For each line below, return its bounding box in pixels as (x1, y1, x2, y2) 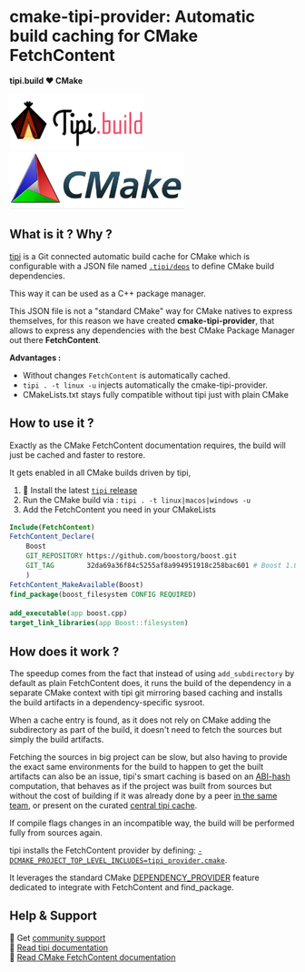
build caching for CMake (9, 25, 198, 46)
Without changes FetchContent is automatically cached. (22, 370, 231, 380)
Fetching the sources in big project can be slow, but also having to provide (9, 752, 288, 762)
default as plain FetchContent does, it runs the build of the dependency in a (9, 678, 292, 688)
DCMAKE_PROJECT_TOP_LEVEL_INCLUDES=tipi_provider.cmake (9, 856, 225, 866)
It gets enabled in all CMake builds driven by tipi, (9, 467, 192, 478)
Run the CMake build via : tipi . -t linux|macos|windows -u (22, 494, 251, 505)
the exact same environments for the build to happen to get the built (9, 762, 264, 772)
